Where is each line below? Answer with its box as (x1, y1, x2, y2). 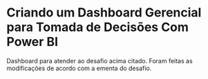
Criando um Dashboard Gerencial (6, 5, 202, 21)
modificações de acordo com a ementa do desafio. (6, 64, 152, 72)
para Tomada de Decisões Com (6, 19, 189, 35)
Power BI (6, 34, 59, 49)
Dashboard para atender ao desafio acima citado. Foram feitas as (6, 56, 193, 65)
